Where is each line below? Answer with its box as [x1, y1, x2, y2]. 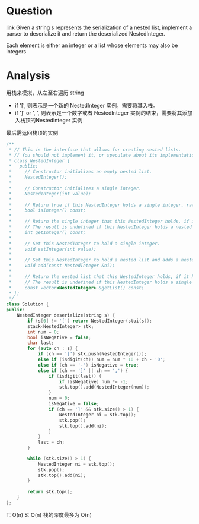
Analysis [6, 69, 50, 83]
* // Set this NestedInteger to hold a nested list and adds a [8, 257, 179, 263]
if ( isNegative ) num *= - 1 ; [59, 378, 129, 384]
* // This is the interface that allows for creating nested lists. [8, 147, 182, 153]
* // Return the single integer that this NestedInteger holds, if [8, 219, 190, 225]
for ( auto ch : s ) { [27, 346, 78, 352]
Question [6, 4, 52, 18]
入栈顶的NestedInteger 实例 [14, 116, 83, 124]
